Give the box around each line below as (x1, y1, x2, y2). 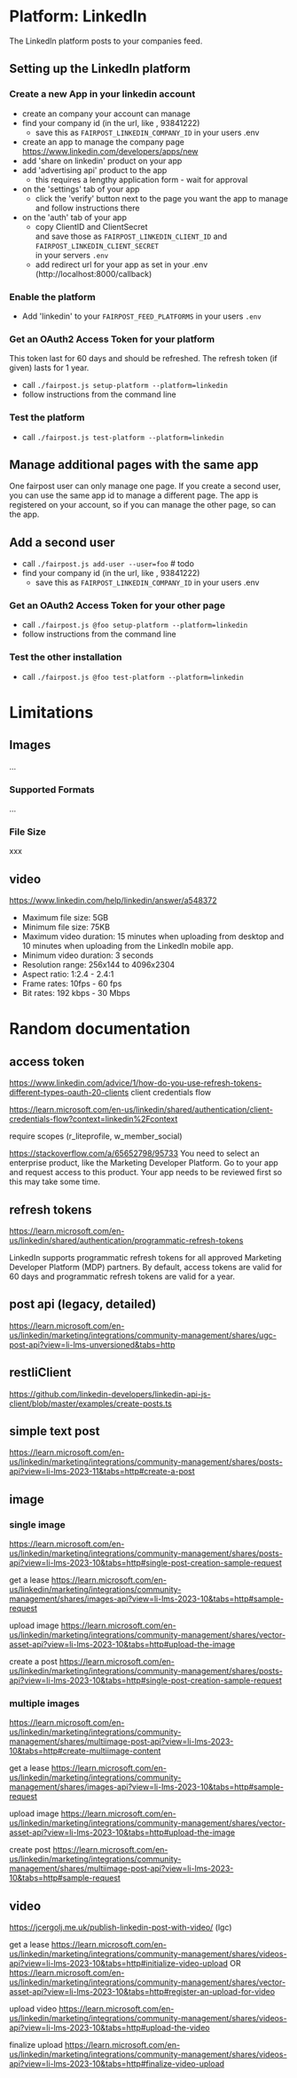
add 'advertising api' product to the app (21, 164, 168, 175)
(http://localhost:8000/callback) (35, 268, 152, 279)
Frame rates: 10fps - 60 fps (21, 978, 122, 989)
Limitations (9, 702, 94, 723)
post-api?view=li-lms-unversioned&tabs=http (9, 1339, 176, 1350)
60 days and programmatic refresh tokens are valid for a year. (9, 1271, 235, 1282)
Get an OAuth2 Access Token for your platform (9, 333, 215, 345)
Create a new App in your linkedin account (9, 88, 196, 100)
